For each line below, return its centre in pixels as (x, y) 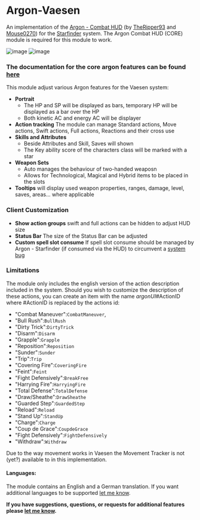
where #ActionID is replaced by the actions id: (63, 303)
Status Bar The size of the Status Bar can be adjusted (81, 236)
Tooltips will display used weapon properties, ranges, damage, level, (99, 188)
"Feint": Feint (31, 371)
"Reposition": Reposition (44, 346)
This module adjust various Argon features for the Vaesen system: (87, 87)
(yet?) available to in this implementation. (57, 459)
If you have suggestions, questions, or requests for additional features (96, 504)
